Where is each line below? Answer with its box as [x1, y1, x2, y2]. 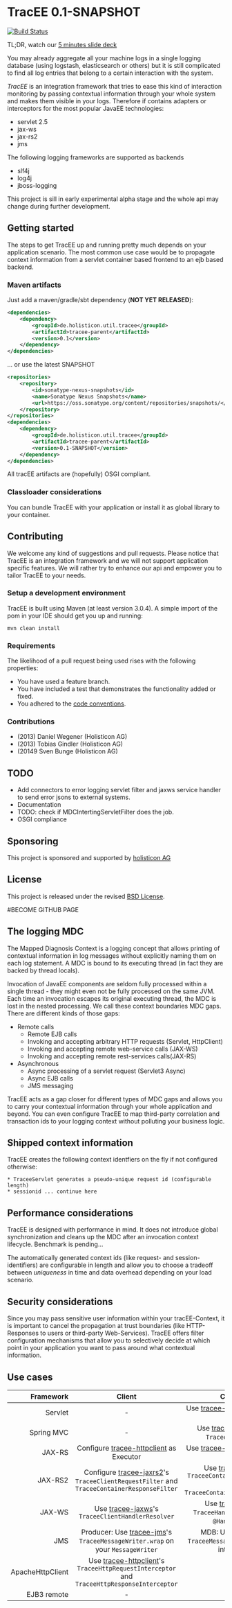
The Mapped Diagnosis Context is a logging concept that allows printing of [7, 944, 220, 952]
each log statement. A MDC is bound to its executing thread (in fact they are [7, 959, 224, 967]
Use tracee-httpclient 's [88, 1555, 165, 1565]
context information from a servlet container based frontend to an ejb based [7, 255, 224, 263]
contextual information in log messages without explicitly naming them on [7, 951, 217, 960]
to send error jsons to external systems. [17, 793, 131, 801]
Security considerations [7, 1295, 113, 1307]
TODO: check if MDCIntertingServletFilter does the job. [17, 808, 174, 816]
